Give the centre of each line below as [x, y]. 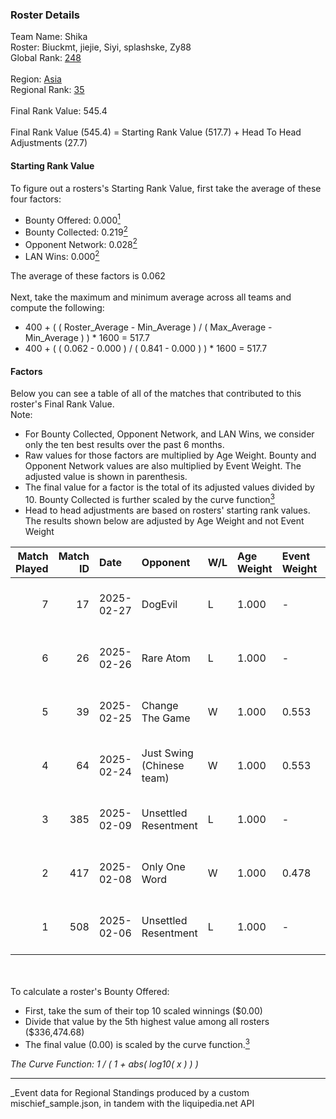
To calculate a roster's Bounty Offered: [90, 991]
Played [32, 568]
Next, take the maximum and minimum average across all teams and [151, 297]
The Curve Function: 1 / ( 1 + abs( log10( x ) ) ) [104, 1064]
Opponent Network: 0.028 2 [81, 243]
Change [160, 705]
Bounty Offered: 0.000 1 [72, 219]
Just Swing [167, 753]
